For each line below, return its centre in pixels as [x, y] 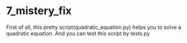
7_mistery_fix [39, 11]
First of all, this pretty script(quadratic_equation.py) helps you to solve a [94, 27]
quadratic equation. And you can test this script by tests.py [78, 33]
